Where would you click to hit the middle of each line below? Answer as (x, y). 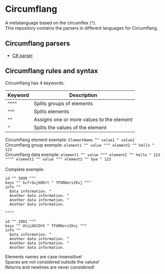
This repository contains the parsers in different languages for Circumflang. (82, 28)
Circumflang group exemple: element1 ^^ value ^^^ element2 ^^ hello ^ (80, 145)
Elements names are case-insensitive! (44, 256)
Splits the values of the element (70, 127)
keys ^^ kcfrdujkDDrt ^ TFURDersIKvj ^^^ (48, 183)
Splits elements (51, 111)
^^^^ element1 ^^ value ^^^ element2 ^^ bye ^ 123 (58, 159)
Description (83, 95)
